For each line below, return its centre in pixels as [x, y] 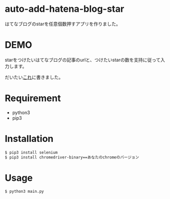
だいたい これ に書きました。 [34, 77]
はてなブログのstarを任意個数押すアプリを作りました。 [63, 24]
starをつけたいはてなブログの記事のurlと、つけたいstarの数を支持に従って [83, 60]
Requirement [33, 98]
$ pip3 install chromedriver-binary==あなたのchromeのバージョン [72, 157]
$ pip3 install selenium [31, 152]
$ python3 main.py [24, 192]
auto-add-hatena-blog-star [65, 9]
